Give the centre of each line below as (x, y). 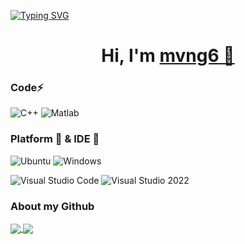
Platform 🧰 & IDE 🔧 (55, 139)
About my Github (52, 206)
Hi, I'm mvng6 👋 (168, 56)
